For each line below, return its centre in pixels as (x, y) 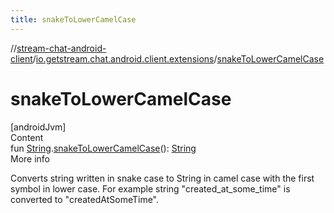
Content (27, 137)
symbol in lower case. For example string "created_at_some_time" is (150, 188)
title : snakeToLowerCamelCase (73, 19)
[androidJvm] (38, 127)
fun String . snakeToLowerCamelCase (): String (103, 148)
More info (30, 158)
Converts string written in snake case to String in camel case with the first (162, 178)
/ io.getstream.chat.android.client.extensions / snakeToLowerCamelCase (178, 58)
